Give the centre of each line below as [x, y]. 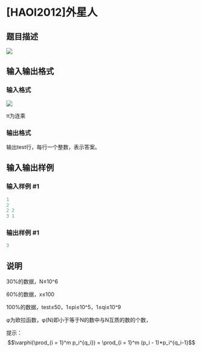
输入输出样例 [30, 168]
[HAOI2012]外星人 [52, 12]
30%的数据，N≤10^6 [32, 281]
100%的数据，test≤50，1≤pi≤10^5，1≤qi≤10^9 [64, 307]
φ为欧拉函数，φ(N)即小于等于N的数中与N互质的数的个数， [79, 320]
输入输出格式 [30, 71]
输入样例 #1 [23, 186]
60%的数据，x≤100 [30, 294]
